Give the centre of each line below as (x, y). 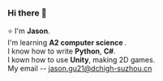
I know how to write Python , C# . (62, 51)
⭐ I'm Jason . (29, 31)
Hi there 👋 (28, 13)
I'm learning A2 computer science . (67, 43)
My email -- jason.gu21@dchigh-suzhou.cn (80, 69)
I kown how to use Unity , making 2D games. (81, 60)
